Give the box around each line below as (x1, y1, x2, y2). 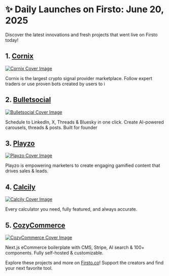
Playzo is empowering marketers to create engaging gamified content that (5, 162, 160, 169)
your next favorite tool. (5, 265, 53, 271)
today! (5, 37, 19, 43)
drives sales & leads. (5, 168, 49, 174)
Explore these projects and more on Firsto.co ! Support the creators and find (5, 260, 164, 266)
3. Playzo (5, 139, 35, 147)
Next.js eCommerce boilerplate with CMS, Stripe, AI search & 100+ (5, 244, 145, 250)
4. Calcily (5, 183, 36, 191)
